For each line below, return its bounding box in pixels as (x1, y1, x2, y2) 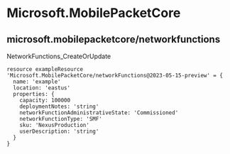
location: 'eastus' (13, 84, 71, 92)
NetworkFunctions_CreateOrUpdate (6, 52, 111, 60)
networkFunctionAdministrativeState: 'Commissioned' (19, 109, 179, 116)
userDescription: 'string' (19, 128, 99, 135)
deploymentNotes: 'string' (19, 103, 99, 110)
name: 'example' (13, 78, 61, 85)
